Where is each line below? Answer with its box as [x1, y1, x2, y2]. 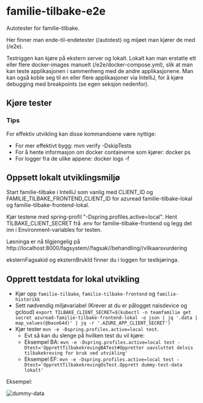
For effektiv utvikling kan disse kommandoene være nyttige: [6, 130, 156, 138]
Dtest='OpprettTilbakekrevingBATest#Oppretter [24, 345, 145, 351]
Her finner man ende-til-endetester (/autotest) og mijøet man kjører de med [6, 36, 196, 43]
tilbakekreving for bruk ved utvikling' [24, 350, 128, 357]
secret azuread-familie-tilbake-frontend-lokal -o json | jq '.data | [15, 315, 198, 321]
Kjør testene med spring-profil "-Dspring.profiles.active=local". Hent [6, 213, 177, 220]
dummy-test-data [141, 362, 182, 368]
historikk [15, 296, 41, 303]
